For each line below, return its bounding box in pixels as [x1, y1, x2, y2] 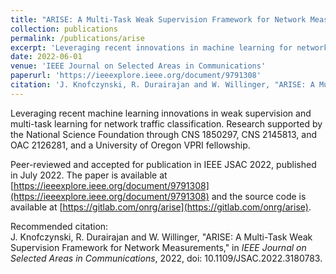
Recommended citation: [10, 220, 109, 232]
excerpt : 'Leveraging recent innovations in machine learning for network [10, 42, 329, 53]
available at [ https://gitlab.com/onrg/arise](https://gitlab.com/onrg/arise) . [10, 201, 312, 213]
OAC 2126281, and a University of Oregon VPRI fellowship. [10, 139, 251, 151]
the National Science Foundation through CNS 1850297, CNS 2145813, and [10, 128, 318, 140]
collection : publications [10, 24, 118, 34]
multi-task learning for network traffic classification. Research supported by [10, 117, 323, 130]
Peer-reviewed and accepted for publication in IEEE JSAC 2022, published [10, 158, 317, 170]
